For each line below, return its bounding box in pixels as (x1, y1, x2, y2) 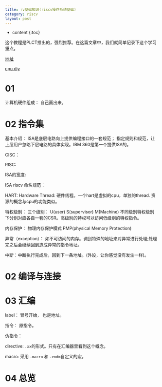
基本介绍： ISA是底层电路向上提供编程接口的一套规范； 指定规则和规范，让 (5, 135, 155, 141)
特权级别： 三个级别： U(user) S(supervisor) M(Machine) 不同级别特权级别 (5, 209, 155, 215)
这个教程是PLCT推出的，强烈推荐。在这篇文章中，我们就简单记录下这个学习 (5, 39, 157, 45)
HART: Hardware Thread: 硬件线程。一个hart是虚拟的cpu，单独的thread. (5, 193, 150, 198)
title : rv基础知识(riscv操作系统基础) (5, 7, 76, 12)
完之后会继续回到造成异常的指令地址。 (5, 242, 82, 248)
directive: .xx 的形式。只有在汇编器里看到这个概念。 (5, 343, 108, 349)
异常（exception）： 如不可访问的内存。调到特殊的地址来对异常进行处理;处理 (5, 236, 157, 242)
